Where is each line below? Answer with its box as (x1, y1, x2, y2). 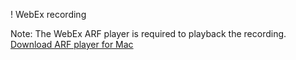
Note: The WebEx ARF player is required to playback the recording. (10, 28, 287, 39)
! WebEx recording (10, 9, 87, 20)
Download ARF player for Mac (10, 39, 134, 50)
